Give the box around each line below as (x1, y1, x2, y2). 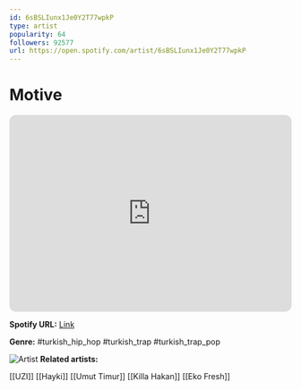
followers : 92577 (9, 38, 74, 47)
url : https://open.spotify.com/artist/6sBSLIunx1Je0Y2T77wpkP (9, 47, 246, 55)
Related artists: (39, 354, 99, 365)
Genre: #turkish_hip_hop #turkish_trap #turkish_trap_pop (9, 336, 221, 347)
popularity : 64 (9, 30, 66, 38)
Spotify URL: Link (9, 319, 75, 330)
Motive (9, 85, 63, 106)
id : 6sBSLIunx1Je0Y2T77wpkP (9, 13, 115, 22)
